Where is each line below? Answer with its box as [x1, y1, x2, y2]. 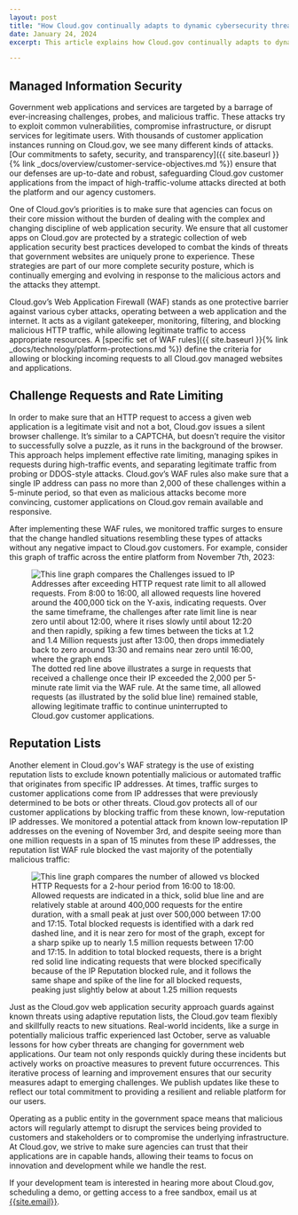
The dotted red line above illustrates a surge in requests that [31, 663, 252, 674]
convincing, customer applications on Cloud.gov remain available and [9, 496, 263, 507]
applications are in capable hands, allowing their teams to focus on [9, 1150, 254, 1161]
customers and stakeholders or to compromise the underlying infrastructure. [9, 1132, 290, 1142]
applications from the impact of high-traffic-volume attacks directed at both [9, 178, 286, 188]
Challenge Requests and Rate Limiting [9, 388, 223, 404]
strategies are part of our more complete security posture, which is [9, 261, 255, 272]
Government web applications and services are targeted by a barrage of [9, 102, 273, 113]
